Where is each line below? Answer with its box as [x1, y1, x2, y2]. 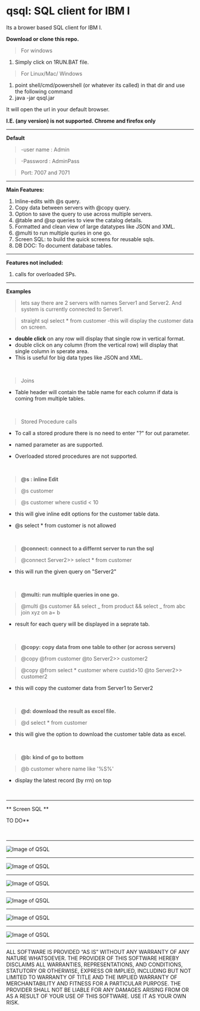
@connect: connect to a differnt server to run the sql [20, 545, 154, 552]
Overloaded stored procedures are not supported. [14, 453, 138, 460]
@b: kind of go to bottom [20, 753, 84, 760]
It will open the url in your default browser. [6, 105, 110, 113]
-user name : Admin [20, 146, 70, 153]
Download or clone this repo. [6, 35, 79, 42]
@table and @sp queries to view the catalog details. [14, 216, 143, 224]
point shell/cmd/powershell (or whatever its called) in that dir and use [14, 82, 186, 89]
